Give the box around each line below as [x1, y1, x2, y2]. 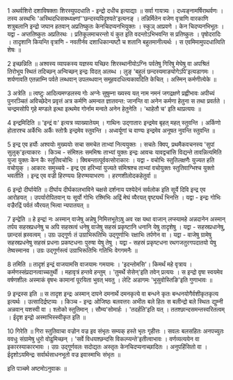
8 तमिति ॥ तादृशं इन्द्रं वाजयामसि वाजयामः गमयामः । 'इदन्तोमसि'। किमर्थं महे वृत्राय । [7, 261, 193, 268]
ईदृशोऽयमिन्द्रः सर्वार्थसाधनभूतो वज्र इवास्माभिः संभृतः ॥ [7, 351, 121, 358]
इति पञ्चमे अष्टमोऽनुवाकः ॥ [7, 365, 67, 372]
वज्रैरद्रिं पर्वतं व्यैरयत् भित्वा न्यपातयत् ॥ [7, 201, 90, 209]
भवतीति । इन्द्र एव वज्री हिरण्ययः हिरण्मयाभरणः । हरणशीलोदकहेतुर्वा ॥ [7, 172, 156, 180]
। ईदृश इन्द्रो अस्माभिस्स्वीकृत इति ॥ [7, 313, 86, 321]
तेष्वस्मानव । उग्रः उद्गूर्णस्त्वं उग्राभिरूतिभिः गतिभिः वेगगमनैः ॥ [7, 247, 138, 254]
